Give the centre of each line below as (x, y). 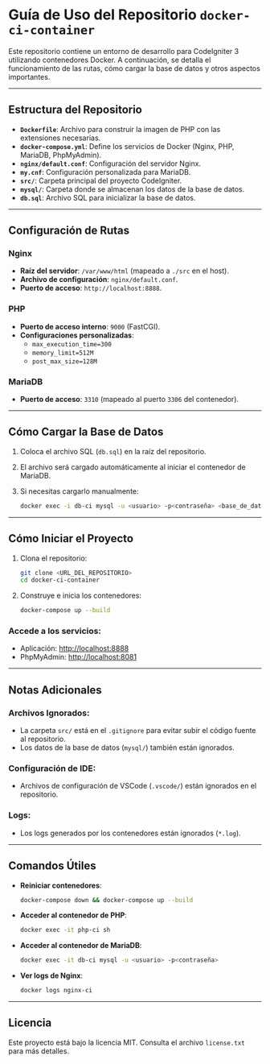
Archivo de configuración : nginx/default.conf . (99, 279)
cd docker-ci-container (60, 580)
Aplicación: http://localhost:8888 (74, 648)
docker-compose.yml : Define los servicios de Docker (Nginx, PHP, (127, 146)
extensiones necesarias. (60, 138)
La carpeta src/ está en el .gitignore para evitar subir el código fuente (138, 731)
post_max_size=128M (65, 361)
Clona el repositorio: (53, 558)
